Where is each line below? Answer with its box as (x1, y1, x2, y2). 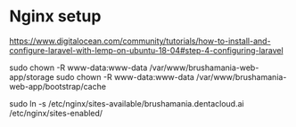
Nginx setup (9, 6, 102, 27)
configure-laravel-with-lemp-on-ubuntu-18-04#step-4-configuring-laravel (9, 44, 284, 55)
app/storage (9, 71, 55, 82)
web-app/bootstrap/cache (9, 81, 107, 91)
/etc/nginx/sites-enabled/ (9, 107, 103, 118)
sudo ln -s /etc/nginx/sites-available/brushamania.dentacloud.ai (9, 98, 244, 108)
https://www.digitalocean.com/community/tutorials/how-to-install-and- (9, 36, 271, 46)
